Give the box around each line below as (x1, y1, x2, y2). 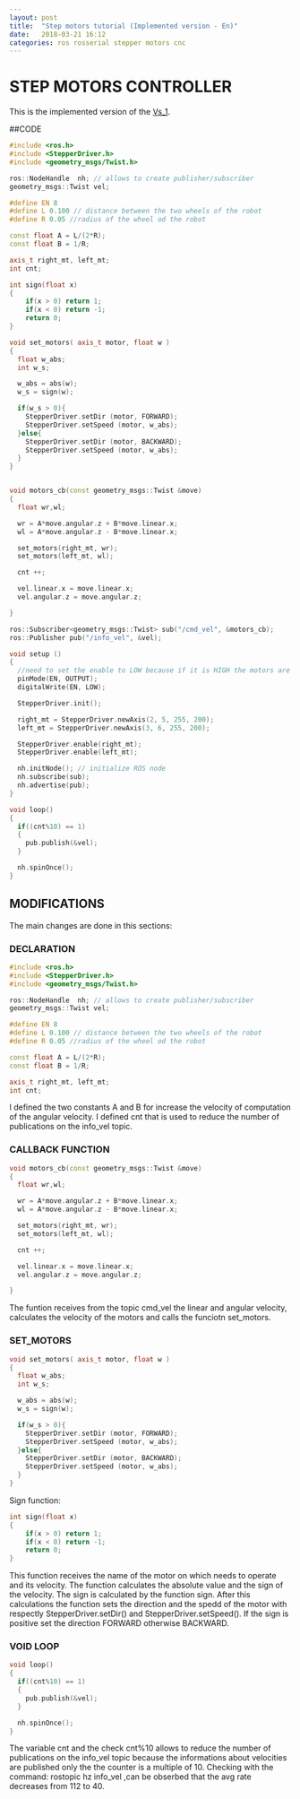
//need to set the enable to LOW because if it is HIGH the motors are (17, 666, 291, 675)
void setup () (9, 649, 63, 659)
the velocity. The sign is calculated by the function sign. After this (9, 1589, 251, 1600)
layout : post (9, 13, 58, 22)
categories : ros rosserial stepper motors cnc (9, 38, 186, 48)
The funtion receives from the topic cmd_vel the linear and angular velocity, (9, 1302, 287, 1313)
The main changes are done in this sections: (9, 920, 173, 930)
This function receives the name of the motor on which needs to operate (9, 1570, 277, 1581)
